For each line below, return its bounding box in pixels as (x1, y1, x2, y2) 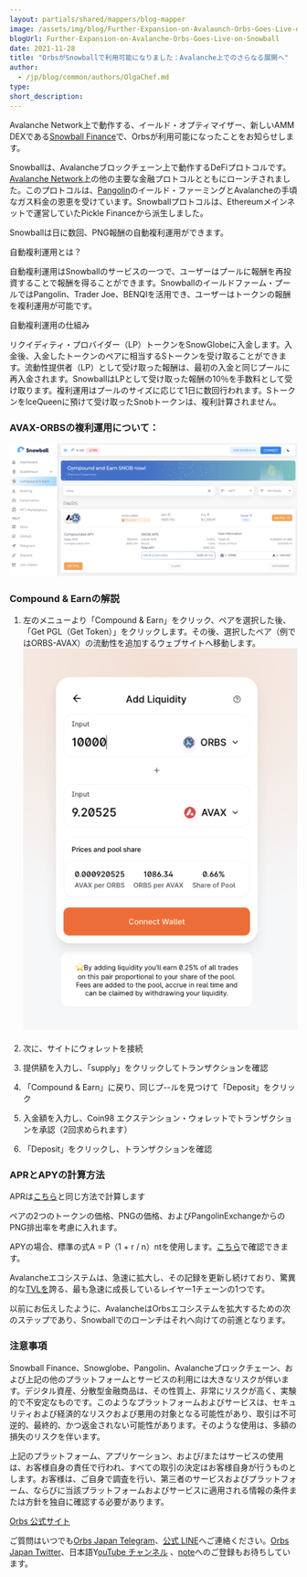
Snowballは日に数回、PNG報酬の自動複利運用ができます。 (9, 227, 228, 238)
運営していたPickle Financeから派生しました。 (33, 207, 208, 219)
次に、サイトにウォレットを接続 (22, 1043, 143, 1054)
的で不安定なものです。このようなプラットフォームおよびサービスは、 (9, 1396, 273, 1408)
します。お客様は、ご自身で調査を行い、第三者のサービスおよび (9, 1473, 249, 1484)
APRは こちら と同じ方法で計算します (9, 1191, 146, 1202)
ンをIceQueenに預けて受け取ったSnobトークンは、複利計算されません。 (9, 396, 281, 407)
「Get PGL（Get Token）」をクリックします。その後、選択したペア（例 (22, 627, 289, 638)
